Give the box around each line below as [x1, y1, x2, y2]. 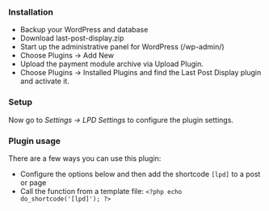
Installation [8, 6, 54, 18]
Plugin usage [8, 135, 61, 146]
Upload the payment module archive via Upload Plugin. [19, 59, 204, 69]
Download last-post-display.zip [19, 33, 124, 43]
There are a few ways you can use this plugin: [8, 153, 162, 163]
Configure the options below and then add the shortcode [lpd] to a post [19, 169, 261, 179]
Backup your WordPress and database [19, 25, 149, 35]
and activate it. [19, 76, 70, 87]
